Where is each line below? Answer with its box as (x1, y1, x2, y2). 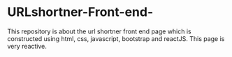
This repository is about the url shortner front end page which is (7, 27, 192, 35)
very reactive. (7, 42, 48, 50)
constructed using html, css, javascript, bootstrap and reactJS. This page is (7, 34, 225, 42)
